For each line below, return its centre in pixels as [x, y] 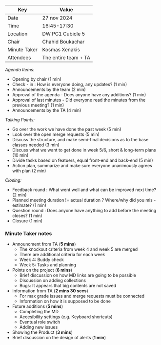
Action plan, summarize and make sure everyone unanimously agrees [82, 165]
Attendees [19, 57]
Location [18, 34]
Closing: [13, 180]
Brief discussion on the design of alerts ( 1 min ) [59, 338]
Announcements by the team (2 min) [49, 89]
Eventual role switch [40, 322]
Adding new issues [39, 327]
